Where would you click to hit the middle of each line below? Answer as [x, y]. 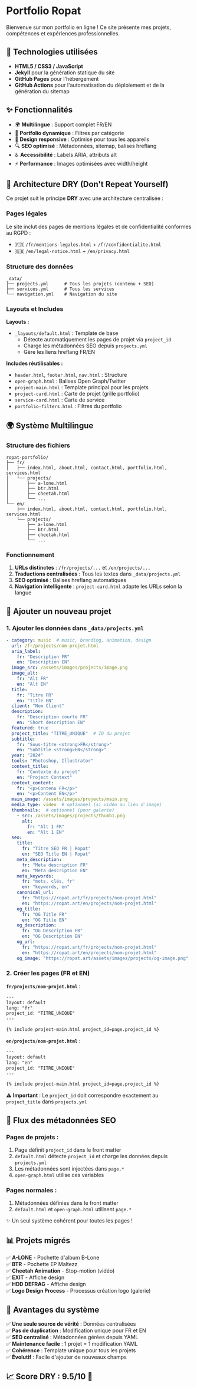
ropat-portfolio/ [27, 457]
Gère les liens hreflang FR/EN [59, 352]
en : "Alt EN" [33, 684]
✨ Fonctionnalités [40, 110]
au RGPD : [19, 233]
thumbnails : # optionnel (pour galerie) [63, 810]
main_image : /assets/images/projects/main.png [70, 799]
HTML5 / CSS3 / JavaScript [49, 66]
